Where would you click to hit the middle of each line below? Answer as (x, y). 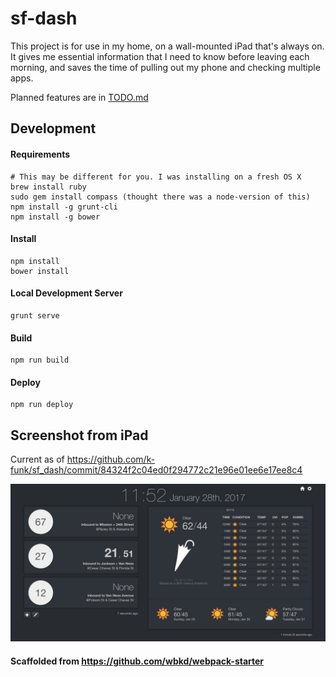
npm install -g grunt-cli (64, 207)
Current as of (37, 459)
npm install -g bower (55, 217)
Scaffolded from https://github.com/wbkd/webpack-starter (137, 661)
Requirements (40, 154)
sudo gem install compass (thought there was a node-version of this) (160, 197)
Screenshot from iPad (79, 435)
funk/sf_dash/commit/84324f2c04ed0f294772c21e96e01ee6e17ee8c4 (156, 470)
